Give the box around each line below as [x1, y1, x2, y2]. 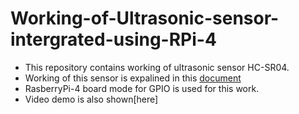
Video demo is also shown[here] [24, 93, 159, 105]
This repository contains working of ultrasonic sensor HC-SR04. [24, 61, 290, 73]
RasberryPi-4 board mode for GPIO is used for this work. [24, 82, 260, 94]
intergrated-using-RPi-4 [10, 28, 217, 51]
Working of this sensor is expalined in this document [24, 72, 242, 84]
